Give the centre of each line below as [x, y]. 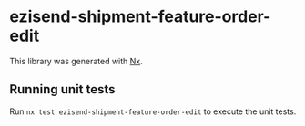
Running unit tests [62, 89]
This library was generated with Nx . [76, 61]
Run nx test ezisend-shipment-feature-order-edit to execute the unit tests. [153, 111]
